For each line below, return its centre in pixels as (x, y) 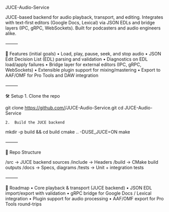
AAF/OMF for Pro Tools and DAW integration (52, 75)
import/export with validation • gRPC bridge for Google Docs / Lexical (78, 193)
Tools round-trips (23, 204)
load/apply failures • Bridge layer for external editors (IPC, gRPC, (73, 65)
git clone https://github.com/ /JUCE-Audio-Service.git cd (64, 108)
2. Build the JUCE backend (35, 123)
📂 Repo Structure (23, 152)
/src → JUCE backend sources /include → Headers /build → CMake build (82, 162)
